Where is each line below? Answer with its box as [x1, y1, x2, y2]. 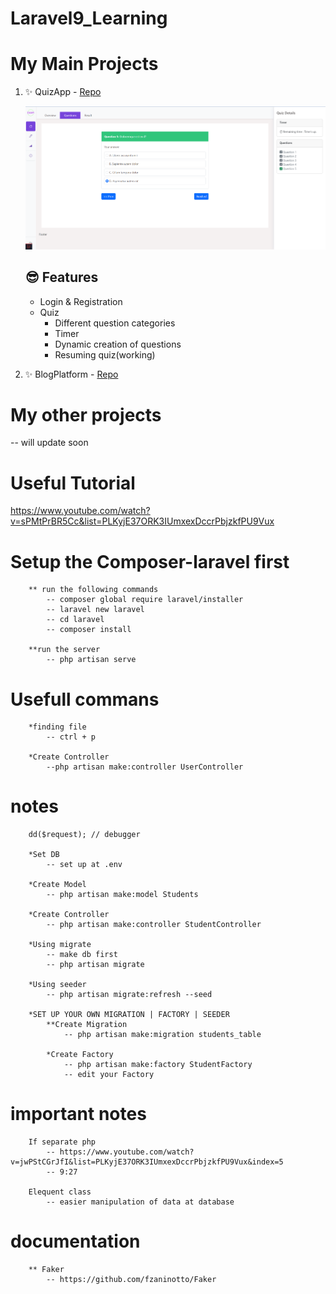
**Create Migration [46, 1020, 128, 1030]
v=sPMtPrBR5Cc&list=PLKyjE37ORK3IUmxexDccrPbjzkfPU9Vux [10, 515, 275, 527]
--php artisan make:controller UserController [46, 762, 244, 772]
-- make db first [46, 950, 118, 960]
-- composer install [46, 625, 132, 635]
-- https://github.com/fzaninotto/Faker [46, 1275, 217, 1285]
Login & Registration [39, 295, 123, 307]
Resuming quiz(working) [54, 348, 156, 361]
